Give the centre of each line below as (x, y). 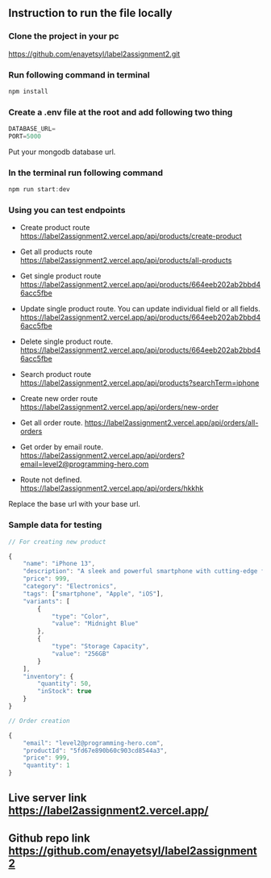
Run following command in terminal (79, 74)
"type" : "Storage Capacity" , (100, 646)
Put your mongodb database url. (62, 152)
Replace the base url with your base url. (75, 504)
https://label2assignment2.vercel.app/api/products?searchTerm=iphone (140, 383)
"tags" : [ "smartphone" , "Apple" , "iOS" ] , (93, 594)
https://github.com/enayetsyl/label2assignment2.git (94, 54)
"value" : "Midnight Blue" (95, 624)
